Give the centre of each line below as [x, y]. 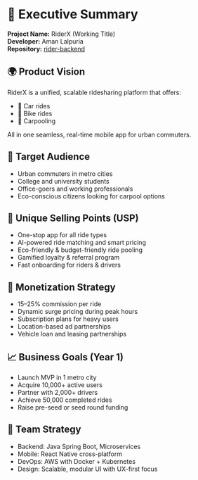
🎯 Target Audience [49, 157]
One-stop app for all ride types [62, 235]
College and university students [64, 181]
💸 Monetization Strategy [61, 287]
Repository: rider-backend [46, 49]
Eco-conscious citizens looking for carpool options [91, 196]
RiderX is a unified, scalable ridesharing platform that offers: [94, 92]
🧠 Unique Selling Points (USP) [73, 218]
